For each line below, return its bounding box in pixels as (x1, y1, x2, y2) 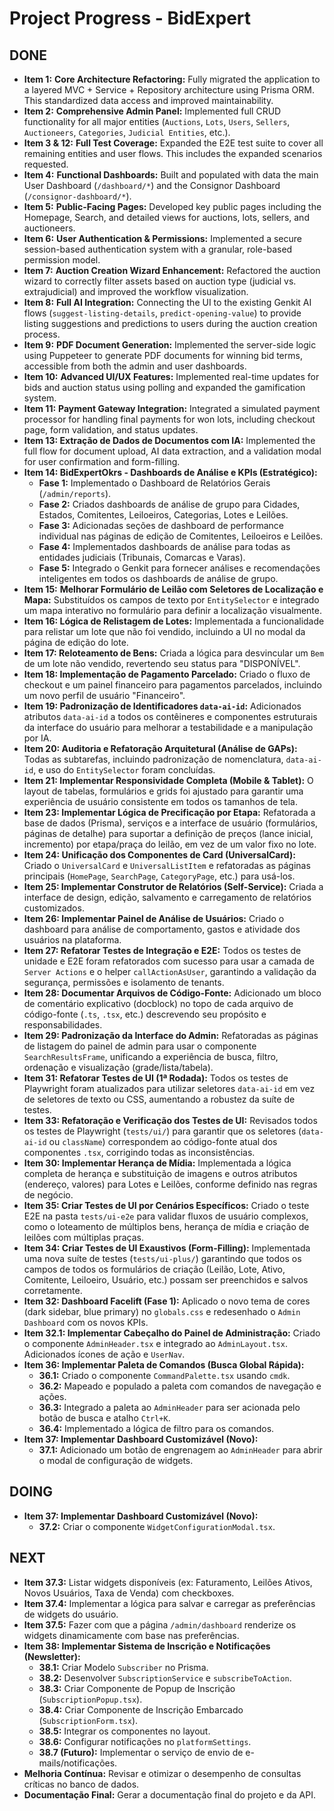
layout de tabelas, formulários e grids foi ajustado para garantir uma (23, 785, 304, 797)
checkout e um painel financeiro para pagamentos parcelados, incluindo (23, 679, 322, 691)
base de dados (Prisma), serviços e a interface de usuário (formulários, (23, 817, 319, 829)
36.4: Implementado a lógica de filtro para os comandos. (38, 1423, 275, 1434)
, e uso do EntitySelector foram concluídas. (33, 764, 216, 776)
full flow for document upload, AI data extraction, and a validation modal (23, 445, 322, 457)
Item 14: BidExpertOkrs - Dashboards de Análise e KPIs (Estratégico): (23, 467, 318, 478)
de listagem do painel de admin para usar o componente (23, 1040, 257, 1052)
